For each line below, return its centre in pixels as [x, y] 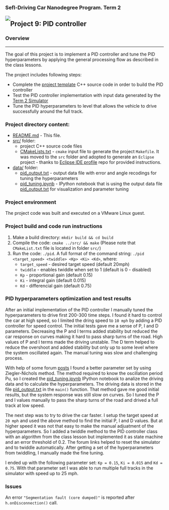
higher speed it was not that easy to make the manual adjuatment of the [80, 426]
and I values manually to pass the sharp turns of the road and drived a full [82, 400]
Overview [17, 38]
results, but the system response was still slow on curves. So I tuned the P [82, 395]
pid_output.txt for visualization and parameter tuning [74, 189]
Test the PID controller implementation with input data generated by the [87, 95]
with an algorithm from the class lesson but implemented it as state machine [84, 437]
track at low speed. [25, 405]
